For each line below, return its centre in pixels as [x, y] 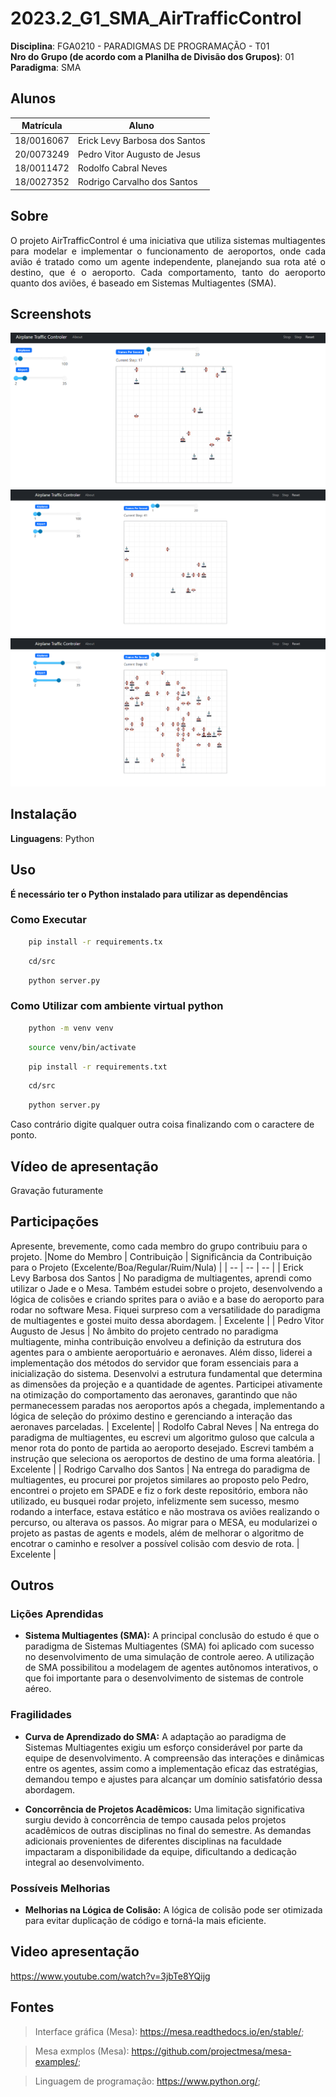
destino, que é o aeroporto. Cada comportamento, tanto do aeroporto [168, 272]
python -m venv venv [71, 1028]
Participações [55, 1222]
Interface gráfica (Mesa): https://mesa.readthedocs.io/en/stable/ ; [169, 2031]
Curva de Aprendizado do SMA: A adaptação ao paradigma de [155, 1736]
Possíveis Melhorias [60, 1888]
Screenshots [51, 313]
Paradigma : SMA [46, 67]
